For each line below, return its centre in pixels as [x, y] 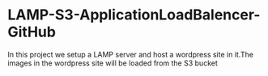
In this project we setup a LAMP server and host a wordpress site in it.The [131, 54]
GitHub [32, 32]
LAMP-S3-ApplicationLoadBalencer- [134, 15]
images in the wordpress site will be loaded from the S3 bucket [113, 63]
